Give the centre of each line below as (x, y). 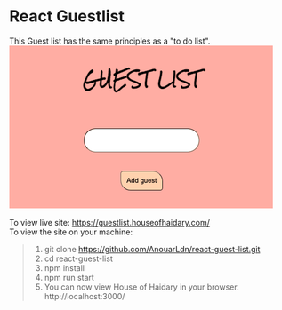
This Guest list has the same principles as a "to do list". (110, 41)
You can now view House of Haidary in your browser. (141, 287)
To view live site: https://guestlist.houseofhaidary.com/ (110, 222)
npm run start (69, 277)
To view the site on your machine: (71, 232)
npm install (64, 267)
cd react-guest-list (78, 258)
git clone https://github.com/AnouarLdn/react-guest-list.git (152, 249)
